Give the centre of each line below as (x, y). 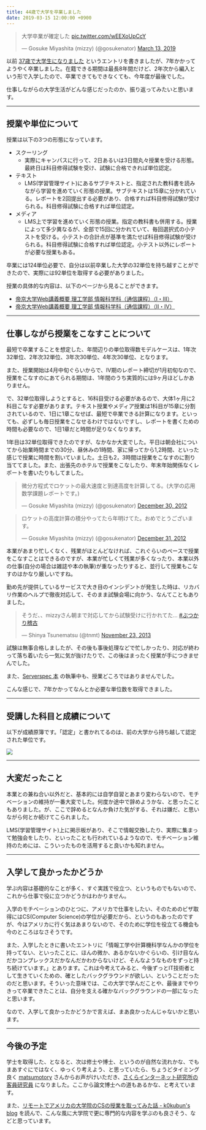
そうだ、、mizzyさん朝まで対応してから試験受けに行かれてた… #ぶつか (110, 615)
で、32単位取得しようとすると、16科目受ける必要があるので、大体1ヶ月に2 (101, 398)
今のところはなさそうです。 (41, 931)
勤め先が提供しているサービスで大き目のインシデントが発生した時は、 (95, 587)
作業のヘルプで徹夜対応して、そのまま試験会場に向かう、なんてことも (100, 594)
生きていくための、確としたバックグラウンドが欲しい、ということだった (108, 976)
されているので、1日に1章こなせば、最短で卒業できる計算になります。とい (99, 414)
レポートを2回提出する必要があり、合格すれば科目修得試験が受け (117, 199)
